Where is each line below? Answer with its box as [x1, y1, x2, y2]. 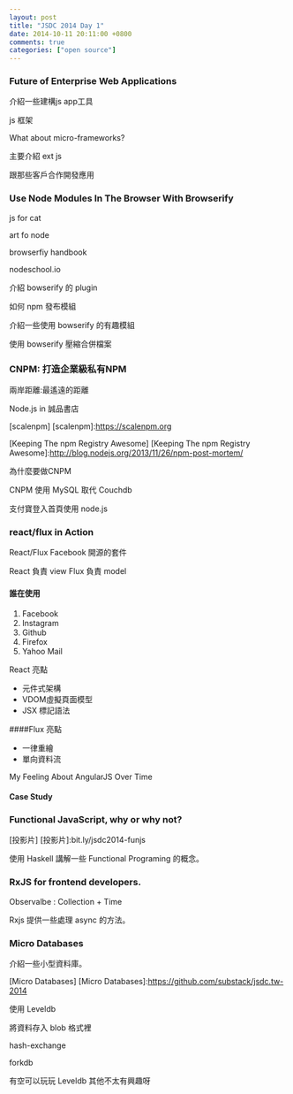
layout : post [9, 12, 57, 22]
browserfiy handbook [9, 247, 87, 257]
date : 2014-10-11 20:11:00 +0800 [9, 29, 132, 38]
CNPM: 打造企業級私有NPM [9, 363, 127, 375]
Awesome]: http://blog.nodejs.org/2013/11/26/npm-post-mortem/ [9, 448, 244, 458]
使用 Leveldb [9, 1004, 56, 1014]
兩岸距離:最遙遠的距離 [9, 385, 90, 395]
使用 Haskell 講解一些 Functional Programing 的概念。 [9, 853, 205, 864]
